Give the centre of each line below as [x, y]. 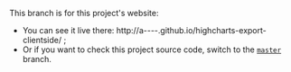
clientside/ [42, 40]
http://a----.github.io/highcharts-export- [191, 30]
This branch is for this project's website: [84, 13]
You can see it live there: [68, 30]
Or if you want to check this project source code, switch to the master [152, 49]
